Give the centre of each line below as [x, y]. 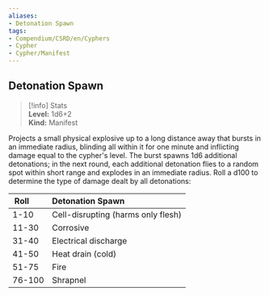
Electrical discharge [90, 240]
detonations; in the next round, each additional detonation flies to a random [134, 164]
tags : [17, 31]
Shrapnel [69, 280]
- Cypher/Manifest [39, 53]
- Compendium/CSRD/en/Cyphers [59, 38]
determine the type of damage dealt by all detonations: [100, 181]
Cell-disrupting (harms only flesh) [117, 215]
